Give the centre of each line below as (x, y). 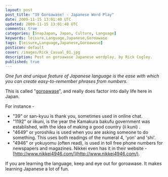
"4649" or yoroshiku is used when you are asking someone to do (80, 132)
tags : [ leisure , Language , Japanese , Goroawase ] (54, 43)
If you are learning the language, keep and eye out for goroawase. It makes (83, 164)
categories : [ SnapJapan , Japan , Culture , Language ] (61, 33)
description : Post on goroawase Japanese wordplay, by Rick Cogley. (79, 57)
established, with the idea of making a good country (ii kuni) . (76, 127)
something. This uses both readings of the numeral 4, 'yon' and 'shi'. (84, 138)
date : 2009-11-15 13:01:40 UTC (38, 19)
